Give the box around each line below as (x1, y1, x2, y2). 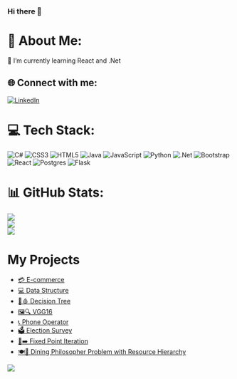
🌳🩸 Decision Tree (17, 297, 71, 306)
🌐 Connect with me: (7, 77, 98, 89)
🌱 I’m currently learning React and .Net (7, 56, 121, 65)
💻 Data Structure (17, 286, 69, 295)
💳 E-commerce (17, 276, 65, 284)
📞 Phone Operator (17, 318, 69, 326)
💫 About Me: (7, 33, 83, 49)
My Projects (7, 251, 80, 268)
